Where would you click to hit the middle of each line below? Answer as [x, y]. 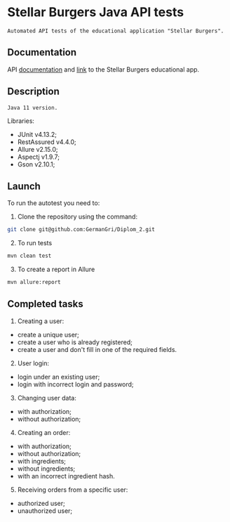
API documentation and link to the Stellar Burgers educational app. [103, 69]
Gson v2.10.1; [36, 164]
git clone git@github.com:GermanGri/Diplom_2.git [81, 230]
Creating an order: [44, 432]
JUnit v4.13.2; [37, 134]
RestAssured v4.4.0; [47, 142]
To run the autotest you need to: [54, 203]
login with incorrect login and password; [76, 384]
